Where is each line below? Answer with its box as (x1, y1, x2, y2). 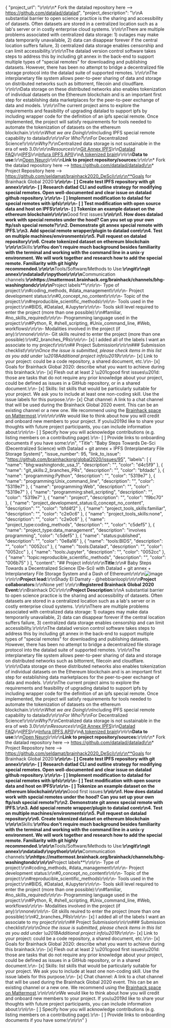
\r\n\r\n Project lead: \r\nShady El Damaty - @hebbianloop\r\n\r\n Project (5, 576, 157, 582)
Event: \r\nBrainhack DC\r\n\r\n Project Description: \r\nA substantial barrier (5, 587, 164, 593)
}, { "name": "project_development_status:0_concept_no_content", (5, 500, 144, 506)
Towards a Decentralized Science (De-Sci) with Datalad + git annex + (5, 565, 152, 571)
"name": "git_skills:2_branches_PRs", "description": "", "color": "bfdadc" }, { (5, 467, 165, 473)
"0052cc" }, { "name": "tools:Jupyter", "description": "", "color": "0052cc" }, (5, 549, 166, 555)
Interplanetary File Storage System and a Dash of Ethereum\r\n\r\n (5, 571, 145, 577)
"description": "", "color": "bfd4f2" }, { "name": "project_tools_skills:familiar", (5, 505, 166, 511)
